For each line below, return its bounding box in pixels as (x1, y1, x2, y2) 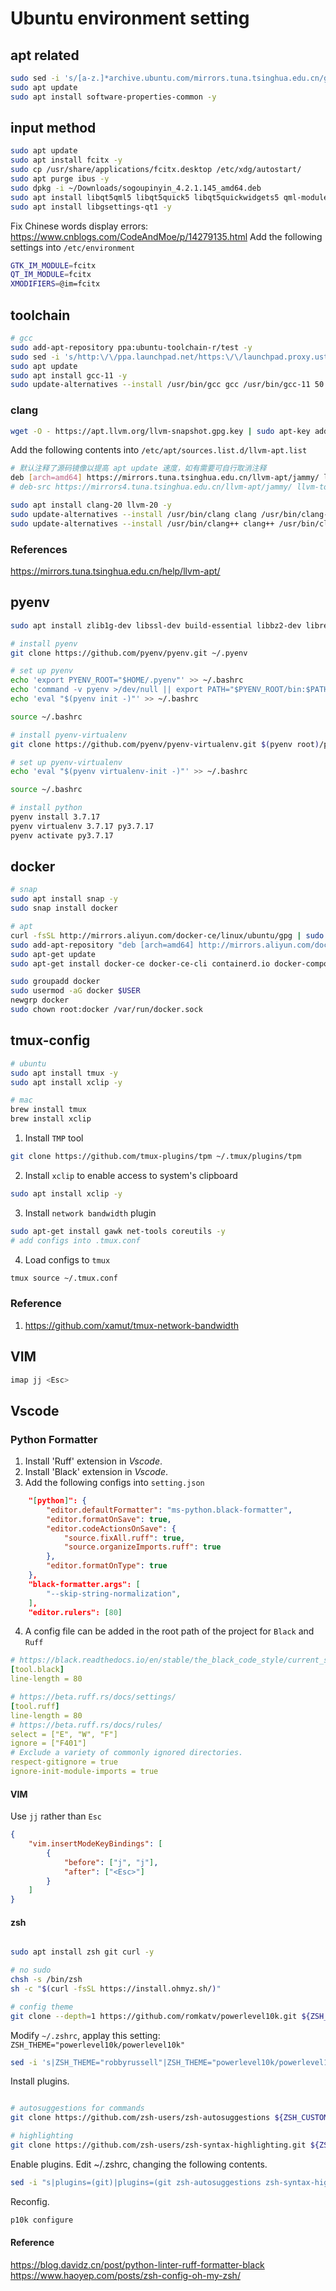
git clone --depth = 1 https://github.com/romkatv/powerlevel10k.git (10, 2011, 298, 2021)
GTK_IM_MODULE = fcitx (10, 260, 97, 271)
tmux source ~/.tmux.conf (10, 1273, 118, 1283)
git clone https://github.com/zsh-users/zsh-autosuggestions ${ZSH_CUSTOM (10, 2113, 329, 2123)
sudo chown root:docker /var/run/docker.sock (10, 1005, 203, 1015)
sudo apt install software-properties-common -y (10, 92, 217, 102)
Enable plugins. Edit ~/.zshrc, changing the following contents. (10, 2158, 268, 2170)
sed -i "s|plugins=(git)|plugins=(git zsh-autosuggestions (10, 2177, 262, 2187)
